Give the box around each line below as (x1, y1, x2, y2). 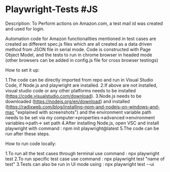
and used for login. (5, 25, 45, 31)
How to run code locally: (5, 141, 57, 147)
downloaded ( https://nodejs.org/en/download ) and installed (5, 98, 130, 105)
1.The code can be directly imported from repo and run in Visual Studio (5, 77, 153, 83)
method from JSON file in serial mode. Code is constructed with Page (5, 46, 151, 52)
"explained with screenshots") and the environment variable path (15, 109, 151, 115)
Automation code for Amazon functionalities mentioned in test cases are (5, 36, 156, 42)
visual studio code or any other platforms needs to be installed (5, 87, 136, 93)
